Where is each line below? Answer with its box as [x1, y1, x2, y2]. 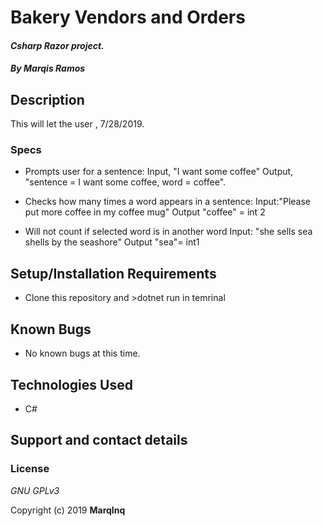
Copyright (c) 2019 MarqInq [10, 504, 126, 516]
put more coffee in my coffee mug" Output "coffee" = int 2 [24, 206, 266, 218]
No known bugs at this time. [24, 347, 141, 360]
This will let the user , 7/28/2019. [10, 118, 145, 130]
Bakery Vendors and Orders [10, 6, 246, 29]
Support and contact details [10, 432, 188, 449]
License [10, 462, 50, 476]
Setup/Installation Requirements [10, 265, 217, 282]
